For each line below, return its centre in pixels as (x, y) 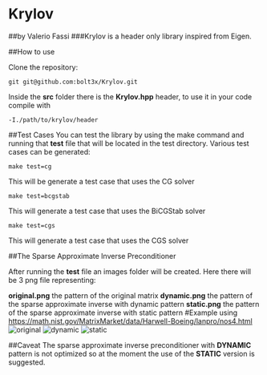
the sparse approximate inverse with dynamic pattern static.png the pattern (134, 304)
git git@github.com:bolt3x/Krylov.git (73, 82)
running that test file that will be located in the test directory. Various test (129, 143)
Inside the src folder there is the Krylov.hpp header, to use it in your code (130, 96)
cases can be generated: (49, 151)
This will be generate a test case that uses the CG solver (101, 181)
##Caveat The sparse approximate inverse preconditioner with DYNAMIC (130, 345)
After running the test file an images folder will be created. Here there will (129, 271)
